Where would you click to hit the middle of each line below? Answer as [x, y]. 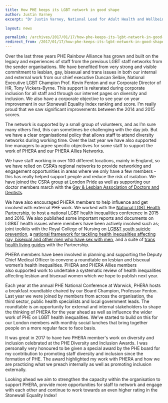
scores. [13, 115]
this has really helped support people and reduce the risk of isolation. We [80, 176]
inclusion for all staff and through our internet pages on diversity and [76, 93]
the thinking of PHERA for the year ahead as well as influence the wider [79, 312]
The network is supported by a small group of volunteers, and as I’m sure [80, 124]
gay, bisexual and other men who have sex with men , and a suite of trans [80, 239]
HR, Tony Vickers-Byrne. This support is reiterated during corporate [75, 88]
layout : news [19, 28]
